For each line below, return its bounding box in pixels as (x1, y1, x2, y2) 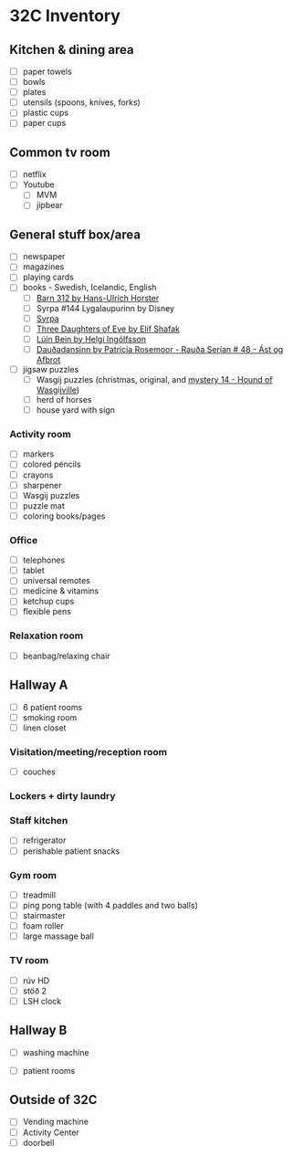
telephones (22, 554, 66, 566)
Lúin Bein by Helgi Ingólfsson (36, 333, 146, 344)
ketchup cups (22, 595, 75, 607)
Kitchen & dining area (9, 42, 134, 58)
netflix (22, 169, 47, 180)
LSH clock (22, 995, 62, 1006)
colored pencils (22, 458, 81, 470)
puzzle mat (22, 499, 66, 511)
